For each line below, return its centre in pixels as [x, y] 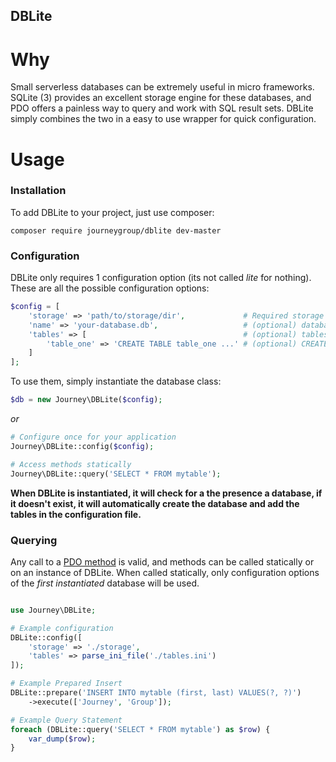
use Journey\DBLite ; [53, 610]
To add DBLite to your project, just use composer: [112, 212]
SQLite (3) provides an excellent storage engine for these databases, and [161, 98]
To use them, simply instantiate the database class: [116, 381]
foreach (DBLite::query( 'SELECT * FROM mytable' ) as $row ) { [140, 729]
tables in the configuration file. [76, 514]
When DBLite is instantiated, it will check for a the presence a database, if [166, 493]
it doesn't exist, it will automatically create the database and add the [155, 503]
